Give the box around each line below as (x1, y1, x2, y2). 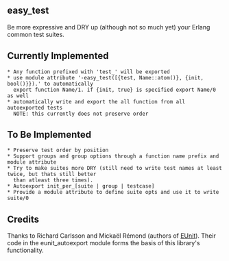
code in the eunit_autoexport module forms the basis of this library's (7, 239, 200, 247)
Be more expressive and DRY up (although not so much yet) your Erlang (7, 23, 210, 31)
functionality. (7, 246, 45, 255)
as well (7, 92, 29, 99)
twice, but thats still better (7, 171, 97, 178)
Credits (7, 213, 40, 225)
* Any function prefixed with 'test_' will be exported (7, 68, 170, 75)
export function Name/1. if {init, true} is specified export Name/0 (13, 86, 216, 93)
